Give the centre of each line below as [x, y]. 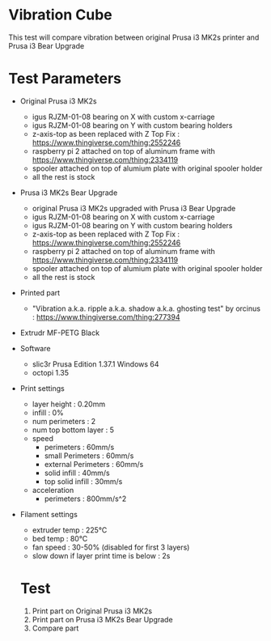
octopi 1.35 [51, 372]
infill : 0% [48, 412]
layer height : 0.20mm [69, 404]
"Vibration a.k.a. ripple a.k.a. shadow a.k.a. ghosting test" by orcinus [146, 308]
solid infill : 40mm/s [77, 473]
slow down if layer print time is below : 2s [101, 555]
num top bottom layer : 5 [73, 430]
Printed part [40, 292]
